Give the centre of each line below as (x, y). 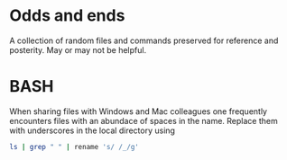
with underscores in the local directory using (93, 130)
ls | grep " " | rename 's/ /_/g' (74, 147)
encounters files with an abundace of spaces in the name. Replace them (143, 120)
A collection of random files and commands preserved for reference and (144, 40)
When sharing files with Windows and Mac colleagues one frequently (139, 111)
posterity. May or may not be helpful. (78, 49)
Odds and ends (67, 16)
